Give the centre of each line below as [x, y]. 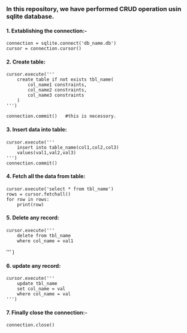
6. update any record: [34, 265]
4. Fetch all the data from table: [46, 176]
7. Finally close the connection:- [47, 312]
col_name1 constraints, [57, 85]
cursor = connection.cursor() [44, 49]
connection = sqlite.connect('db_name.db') [61, 44]
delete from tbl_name [44, 236]
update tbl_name [37, 284]
